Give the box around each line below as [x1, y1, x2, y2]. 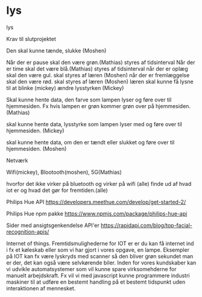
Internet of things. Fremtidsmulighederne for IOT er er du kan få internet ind [6, 240, 194, 247]
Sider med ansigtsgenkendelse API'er [6, 222, 99, 229]
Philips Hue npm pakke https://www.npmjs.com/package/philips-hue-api [6, 209, 188, 217]
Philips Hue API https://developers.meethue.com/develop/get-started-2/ [6, 198, 186, 205]
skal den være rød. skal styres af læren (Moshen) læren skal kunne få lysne [6, 78, 194, 85]
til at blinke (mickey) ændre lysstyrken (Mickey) [6, 84, 124, 91]
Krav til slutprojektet [6, 35, 56, 42]
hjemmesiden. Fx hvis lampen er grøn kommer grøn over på [6, 102, 155, 109]
